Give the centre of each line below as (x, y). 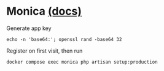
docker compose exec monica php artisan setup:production (82, 62)
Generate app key (29, 28)
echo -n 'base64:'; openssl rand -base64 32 (64, 39)
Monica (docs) (44, 11)
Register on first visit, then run (45, 51)
